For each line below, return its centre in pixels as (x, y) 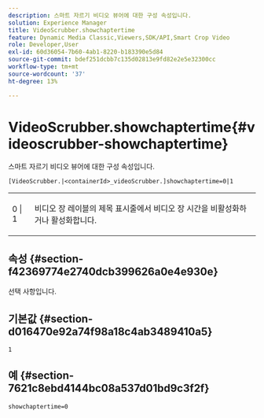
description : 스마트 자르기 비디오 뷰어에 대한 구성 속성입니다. (100, 15)
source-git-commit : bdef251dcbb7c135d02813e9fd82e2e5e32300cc (112, 60)
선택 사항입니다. (33, 291)
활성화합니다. (73, 220)
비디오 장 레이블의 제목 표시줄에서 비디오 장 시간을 (121, 209)
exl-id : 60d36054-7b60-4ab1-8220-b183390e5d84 (86, 52)
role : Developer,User (44, 45)
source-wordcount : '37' (47, 74)
